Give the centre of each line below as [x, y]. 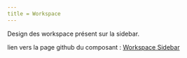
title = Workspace [34, 14]
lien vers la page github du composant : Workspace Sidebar [93, 47]
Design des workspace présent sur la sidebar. [74, 34]
